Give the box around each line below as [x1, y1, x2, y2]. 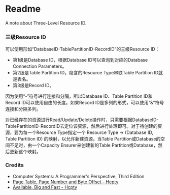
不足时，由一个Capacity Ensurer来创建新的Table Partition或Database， [9, 142, 158, 148]
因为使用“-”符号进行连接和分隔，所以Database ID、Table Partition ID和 [5, 93, 153, 99]
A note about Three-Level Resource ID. [5, 20, 87, 26]
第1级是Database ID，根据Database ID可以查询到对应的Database [12, 57, 148, 63]
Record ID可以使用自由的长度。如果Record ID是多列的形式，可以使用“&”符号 [5, 100, 164, 106]
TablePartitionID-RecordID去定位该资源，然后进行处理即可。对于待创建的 [5, 123, 158, 129]
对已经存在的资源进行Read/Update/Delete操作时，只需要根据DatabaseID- [5, 117, 159, 123]
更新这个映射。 [9, 149, 41, 155]
